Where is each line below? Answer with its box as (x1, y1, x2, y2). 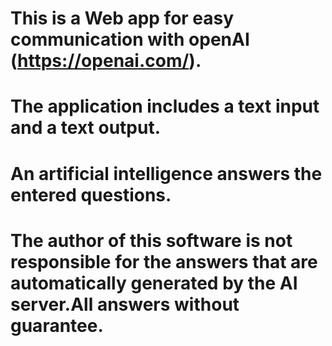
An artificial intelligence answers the (10, 162, 323, 185)
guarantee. (10, 314, 104, 337)
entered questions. (10, 183, 172, 206)
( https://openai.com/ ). (10, 50, 202, 72)
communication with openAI (10, 28, 250, 51)
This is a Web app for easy (10, 7, 235, 30)
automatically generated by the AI (10, 272, 298, 294)
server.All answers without (10, 293, 240, 316)
